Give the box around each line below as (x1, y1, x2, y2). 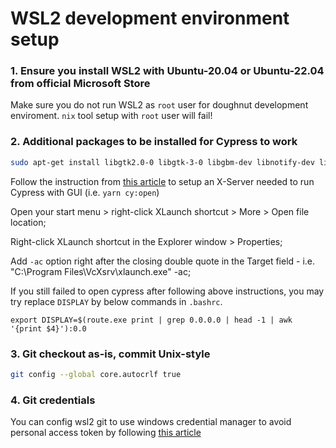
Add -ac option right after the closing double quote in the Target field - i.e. (10, 255, 316, 267)
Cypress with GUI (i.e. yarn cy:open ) (10, 186, 160, 198)
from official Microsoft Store (10, 77, 151, 91)
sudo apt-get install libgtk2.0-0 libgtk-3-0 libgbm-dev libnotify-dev (10, 157, 315, 167)
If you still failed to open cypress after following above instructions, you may (10, 285, 325, 297)
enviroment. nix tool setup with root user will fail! (10, 110, 213, 122)
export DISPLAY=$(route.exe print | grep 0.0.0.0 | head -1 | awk (10, 315, 293, 325)
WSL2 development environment (10, 7, 290, 30)
